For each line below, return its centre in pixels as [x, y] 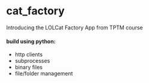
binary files [29, 67]
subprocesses [32, 61]
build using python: [31, 41]
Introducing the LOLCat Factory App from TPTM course [74, 27]
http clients [29, 54]
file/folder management [44, 73]
